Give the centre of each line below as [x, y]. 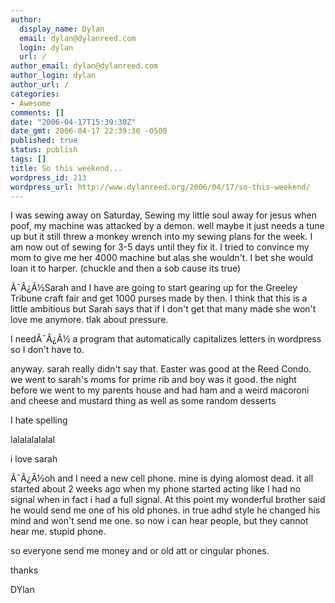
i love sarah [34, 459]
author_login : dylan [53, 76]
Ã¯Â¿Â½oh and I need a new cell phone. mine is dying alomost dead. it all [162, 478]
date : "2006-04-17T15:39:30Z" [73, 122]
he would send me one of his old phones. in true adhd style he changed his [165, 510]
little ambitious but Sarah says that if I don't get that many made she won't [163, 309]
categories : [35, 94]
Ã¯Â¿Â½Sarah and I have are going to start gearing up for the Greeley [154, 288]
